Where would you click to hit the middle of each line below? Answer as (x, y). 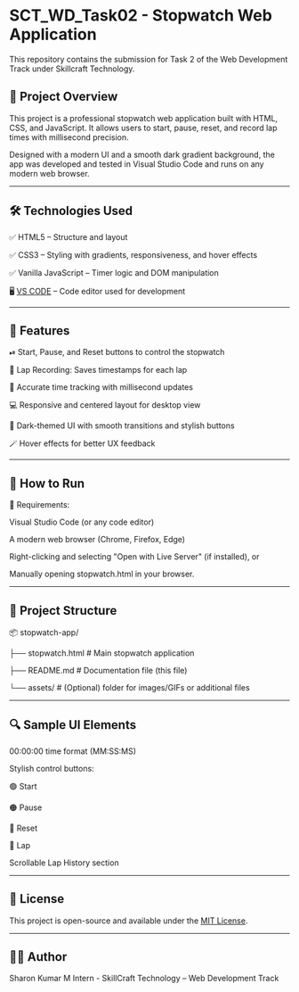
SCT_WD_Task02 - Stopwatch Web (141, 16)
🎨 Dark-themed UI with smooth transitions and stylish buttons (122, 426)
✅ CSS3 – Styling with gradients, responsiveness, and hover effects (133, 254)
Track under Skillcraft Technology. (72, 69)
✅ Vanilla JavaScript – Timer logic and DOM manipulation (114, 272)
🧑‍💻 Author (38, 957)
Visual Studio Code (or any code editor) (82, 522)
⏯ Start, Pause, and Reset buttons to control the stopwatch (117, 352)
